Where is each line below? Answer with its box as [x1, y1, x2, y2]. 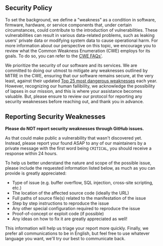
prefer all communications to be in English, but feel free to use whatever [5, 230, 150, 236]
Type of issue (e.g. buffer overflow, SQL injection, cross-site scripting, [12, 179, 154, 185]
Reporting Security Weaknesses [5, 113, 106, 121]
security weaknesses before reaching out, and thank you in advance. [5, 98, 144, 104]
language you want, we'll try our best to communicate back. [5, 235, 126, 241]
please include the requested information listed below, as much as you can [5, 165, 155, 171]
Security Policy [5, 4, 53, 12]
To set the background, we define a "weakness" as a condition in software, [5, 17, 156, 22]
